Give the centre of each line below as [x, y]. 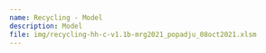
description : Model [46, 26]
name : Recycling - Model [56, 18]
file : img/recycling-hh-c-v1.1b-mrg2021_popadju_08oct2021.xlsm [133, 34]
